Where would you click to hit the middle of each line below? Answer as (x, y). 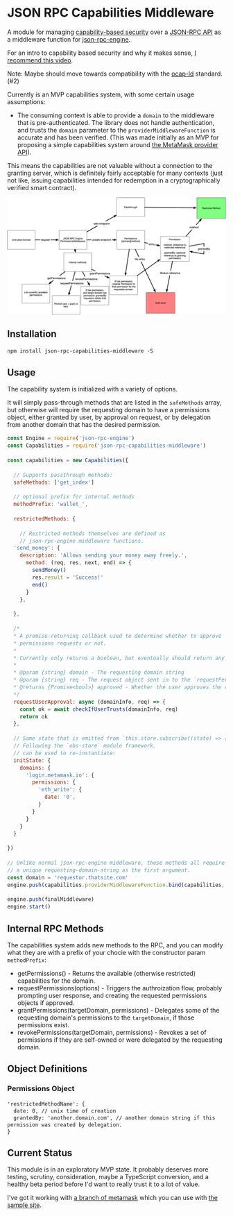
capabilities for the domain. (56, 981)
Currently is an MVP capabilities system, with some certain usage (101, 94)
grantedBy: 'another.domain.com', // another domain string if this (114, 1118)
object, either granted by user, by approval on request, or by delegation (109, 417)
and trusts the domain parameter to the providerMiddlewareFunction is (116, 130)
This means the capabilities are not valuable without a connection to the (110, 165)
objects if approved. (46, 1003)
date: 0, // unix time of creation (65, 1111)
